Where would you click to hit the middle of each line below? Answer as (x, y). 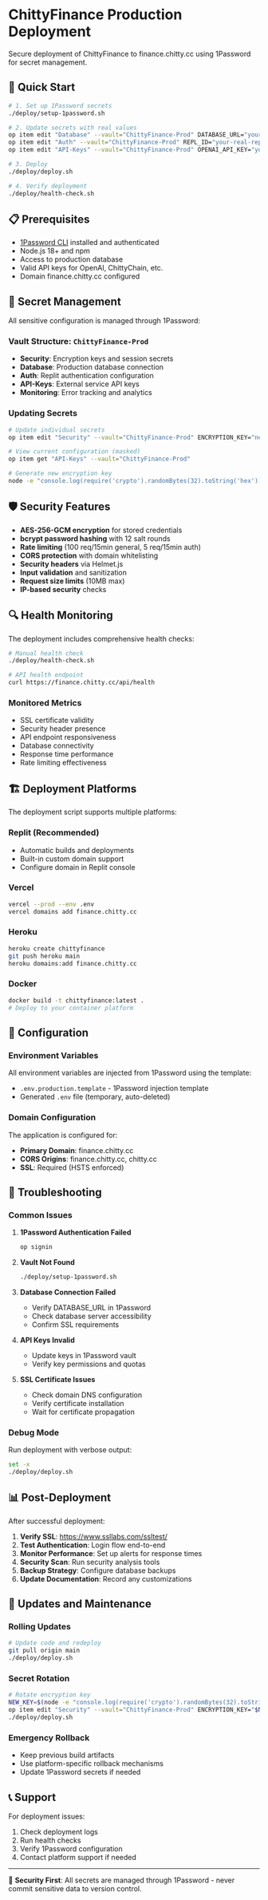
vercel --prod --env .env (51, 904)
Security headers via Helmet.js (71, 563)
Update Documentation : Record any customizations (106, 1578)
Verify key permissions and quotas (89, 1364)
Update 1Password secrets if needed (80, 1772)
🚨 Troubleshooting (55, 1192)
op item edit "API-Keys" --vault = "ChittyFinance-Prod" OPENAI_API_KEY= (130, 150)
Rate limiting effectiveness (63, 763)
